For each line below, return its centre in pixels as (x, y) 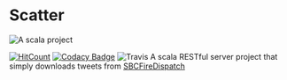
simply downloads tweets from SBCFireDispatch (97, 66)
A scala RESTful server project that (214, 56)
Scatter (37, 15)
